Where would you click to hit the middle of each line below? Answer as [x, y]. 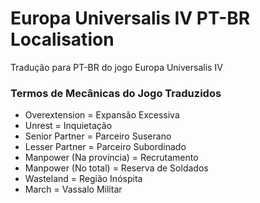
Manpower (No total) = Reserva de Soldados [116, 168]
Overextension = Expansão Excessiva [102, 115]
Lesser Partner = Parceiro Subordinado [105, 147]
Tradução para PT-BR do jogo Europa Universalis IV [116, 67]
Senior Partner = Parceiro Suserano [98, 136]
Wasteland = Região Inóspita [83, 179]
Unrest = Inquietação [68, 126]
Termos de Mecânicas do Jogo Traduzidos [116, 93]
